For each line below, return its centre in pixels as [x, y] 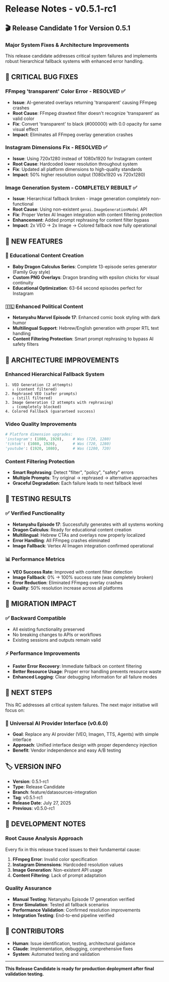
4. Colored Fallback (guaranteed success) [50, 411]
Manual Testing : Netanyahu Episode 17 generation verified [73, 899]
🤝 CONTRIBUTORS [35, 931]
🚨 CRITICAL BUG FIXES [42, 77]
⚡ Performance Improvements [43, 653]
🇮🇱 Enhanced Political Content [44, 306]
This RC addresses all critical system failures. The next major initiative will [82, 705]
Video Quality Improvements [41, 424]
